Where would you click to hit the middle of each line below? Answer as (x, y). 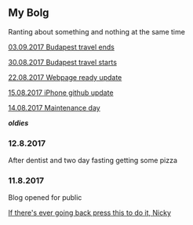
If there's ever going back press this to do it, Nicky (89, 213)
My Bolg (29, 13)
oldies (18, 123)
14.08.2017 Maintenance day (54, 107)
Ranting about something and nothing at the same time (97, 31)
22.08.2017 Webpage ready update (65, 77)
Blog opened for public (45, 198)
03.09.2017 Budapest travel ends (62, 47)
